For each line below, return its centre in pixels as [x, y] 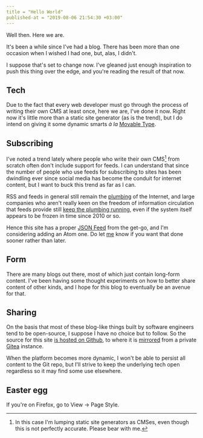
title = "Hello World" [35, 12]
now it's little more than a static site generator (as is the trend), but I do [95, 118]
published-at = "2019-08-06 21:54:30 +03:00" [64, 18]
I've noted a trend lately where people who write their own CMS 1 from [93, 158]
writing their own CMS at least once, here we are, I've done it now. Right [96, 111]
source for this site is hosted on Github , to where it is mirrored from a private [101, 340]
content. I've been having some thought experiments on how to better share [101, 280]
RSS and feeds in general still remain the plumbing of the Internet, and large [101, 196]
